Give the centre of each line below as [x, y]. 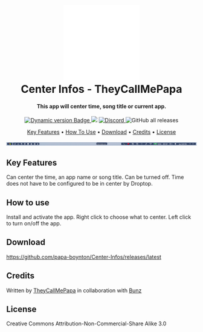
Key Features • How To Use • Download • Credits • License [101, 132]
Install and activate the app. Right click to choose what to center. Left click [99, 217]
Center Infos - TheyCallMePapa [101, 89]
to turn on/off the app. [34, 224]
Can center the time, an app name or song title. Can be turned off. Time [95, 177]
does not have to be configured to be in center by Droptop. [79, 184]
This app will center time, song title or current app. [101, 106]
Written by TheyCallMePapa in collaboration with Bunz [74, 290]
